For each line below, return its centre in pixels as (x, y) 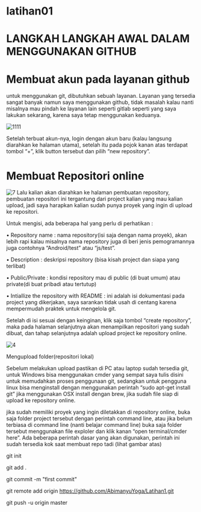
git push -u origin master (37, 503)
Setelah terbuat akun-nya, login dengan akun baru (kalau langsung (89, 139)
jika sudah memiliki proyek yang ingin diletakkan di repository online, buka (98, 412)
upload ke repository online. (41, 400)
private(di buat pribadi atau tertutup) (51, 284)
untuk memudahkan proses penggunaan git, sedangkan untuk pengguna (96, 381)
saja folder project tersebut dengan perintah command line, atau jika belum (99, 418)
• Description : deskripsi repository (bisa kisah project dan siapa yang (93, 260)
